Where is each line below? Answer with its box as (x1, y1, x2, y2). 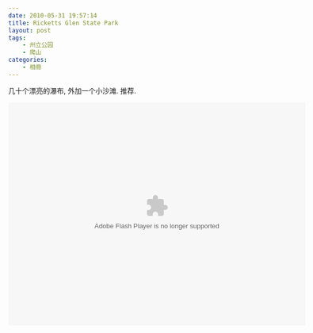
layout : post (8, 26, 52, 34)
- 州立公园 (22, 41, 54, 49)
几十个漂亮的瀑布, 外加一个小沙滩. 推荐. (8, 86, 136, 95)
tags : (8, 33, 26, 42)
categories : (8, 56, 48, 64)
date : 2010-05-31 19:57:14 (8, 11, 97, 20)
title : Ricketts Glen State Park (8, 19, 119, 27)
